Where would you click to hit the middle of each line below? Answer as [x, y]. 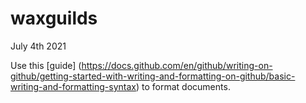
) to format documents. [183, 86]
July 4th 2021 [38, 46]
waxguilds [54, 18]
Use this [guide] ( [46, 65]
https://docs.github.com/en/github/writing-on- [177, 65]
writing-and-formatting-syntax [73, 86]
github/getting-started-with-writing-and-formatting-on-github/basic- [153, 76]
